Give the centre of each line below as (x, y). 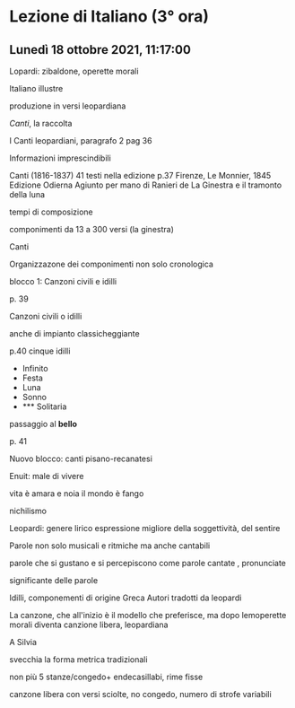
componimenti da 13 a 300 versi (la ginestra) (92, 229)
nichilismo (28, 511)
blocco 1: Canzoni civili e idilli (63, 281)
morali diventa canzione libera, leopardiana (89, 625)
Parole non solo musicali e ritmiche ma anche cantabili (110, 546)
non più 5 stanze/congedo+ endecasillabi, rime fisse (106, 677)
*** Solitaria (44, 406)
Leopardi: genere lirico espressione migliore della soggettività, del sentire (145, 528)
